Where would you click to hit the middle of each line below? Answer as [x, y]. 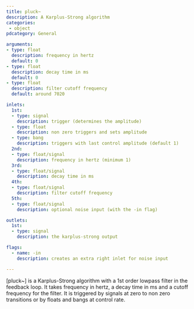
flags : [14, 247]
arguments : [20, 44]
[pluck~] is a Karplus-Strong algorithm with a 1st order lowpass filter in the [97, 281]
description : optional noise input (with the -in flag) [88, 209]
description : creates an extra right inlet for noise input [93, 259]
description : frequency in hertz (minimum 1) [74, 160]
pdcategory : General [32, 34]
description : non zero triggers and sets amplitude [82, 132]
